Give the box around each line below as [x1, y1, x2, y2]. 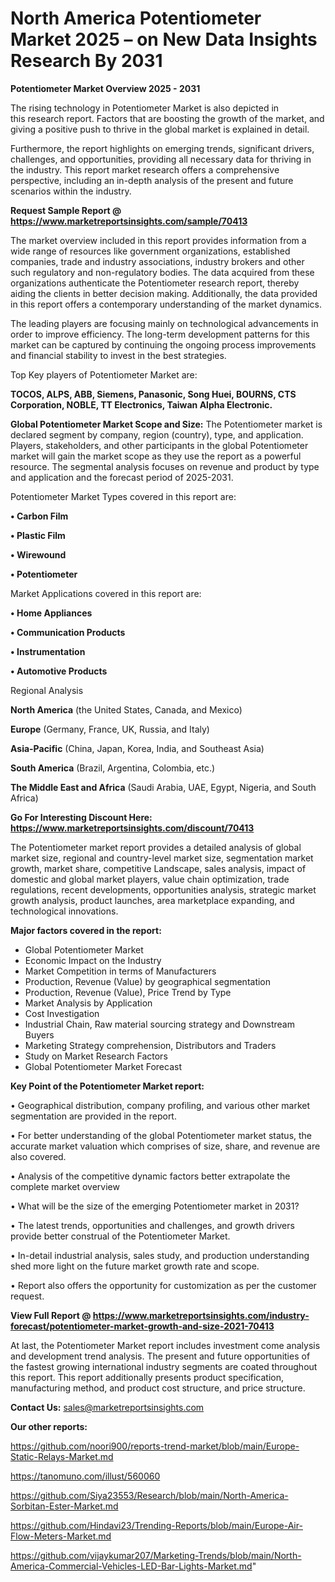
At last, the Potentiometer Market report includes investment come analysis [10, 1339, 321, 1351]
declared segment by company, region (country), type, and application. [10, 428, 304, 441]
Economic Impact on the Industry [24, 954, 162, 966]
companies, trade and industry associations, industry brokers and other [10, 255, 305, 267]
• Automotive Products [10, 665, 108, 677]
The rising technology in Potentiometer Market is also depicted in [10, 102, 280, 114]
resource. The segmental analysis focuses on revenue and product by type [10, 460, 320, 472]
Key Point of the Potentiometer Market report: [10, 1080, 205, 1092]
